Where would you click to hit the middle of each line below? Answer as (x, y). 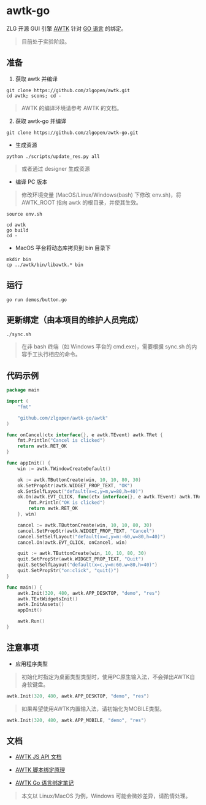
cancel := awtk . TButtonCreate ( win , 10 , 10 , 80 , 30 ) (85, 525)
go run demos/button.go (37, 300)
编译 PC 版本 (31, 181)
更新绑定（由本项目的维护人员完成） (75, 320)
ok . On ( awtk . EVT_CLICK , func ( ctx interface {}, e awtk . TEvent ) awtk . (105, 497)
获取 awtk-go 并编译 (41, 121)
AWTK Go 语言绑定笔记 (44, 783)
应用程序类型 (31, 664)
